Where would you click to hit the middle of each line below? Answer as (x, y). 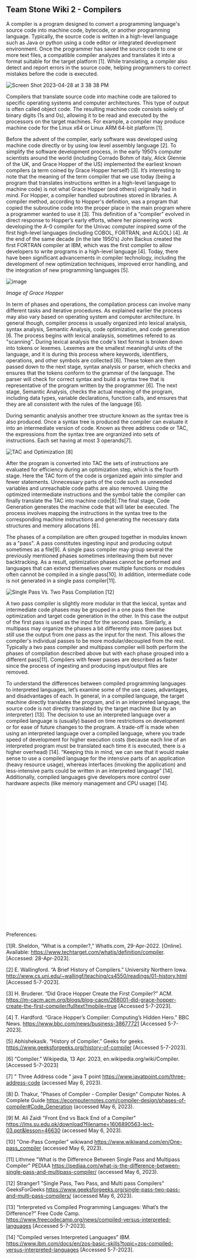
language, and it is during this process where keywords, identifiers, (87, 354)
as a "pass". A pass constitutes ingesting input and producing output (89, 543)
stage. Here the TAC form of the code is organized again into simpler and (94, 476)
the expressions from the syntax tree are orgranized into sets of (83, 434)
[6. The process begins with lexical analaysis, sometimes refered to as (91, 335)
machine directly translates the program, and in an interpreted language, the (98, 702)
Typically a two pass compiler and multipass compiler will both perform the (97, 647)
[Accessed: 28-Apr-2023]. (38, 958)
